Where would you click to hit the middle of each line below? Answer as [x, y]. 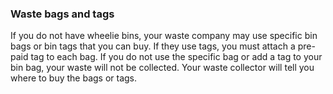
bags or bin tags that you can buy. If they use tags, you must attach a [153, 46]
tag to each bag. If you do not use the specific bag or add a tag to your [176, 57]
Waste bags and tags [62, 14]
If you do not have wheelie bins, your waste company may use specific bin [164, 36]
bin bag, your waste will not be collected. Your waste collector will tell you [162, 68]
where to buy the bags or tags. [74, 78]
